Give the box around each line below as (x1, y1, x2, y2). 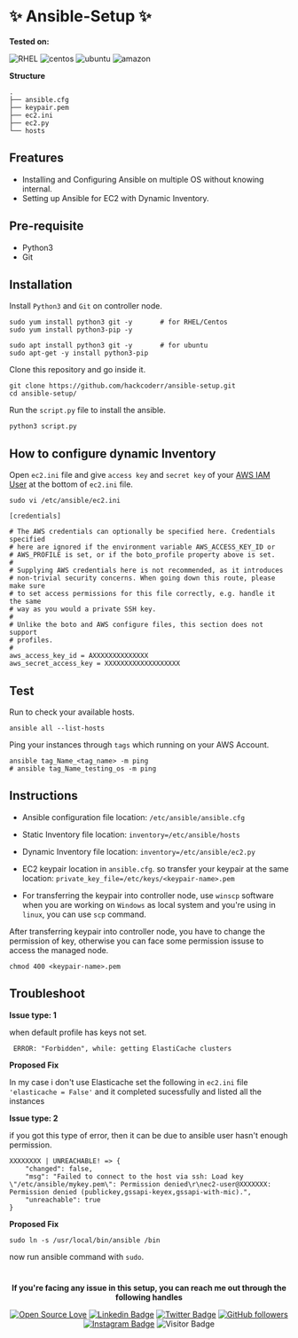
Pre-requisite (9, 219, 84, 234)
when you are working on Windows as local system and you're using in (21, 899, 277, 910)
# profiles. (9, 636, 53, 645)
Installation (9, 277, 73, 292)
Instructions (9, 788, 78, 803)
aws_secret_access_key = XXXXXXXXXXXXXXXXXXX (9, 659, 180, 669)
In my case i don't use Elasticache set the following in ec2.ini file (9, 1076, 248, 1087)
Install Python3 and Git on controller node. (9, 301, 162, 311)
